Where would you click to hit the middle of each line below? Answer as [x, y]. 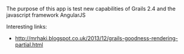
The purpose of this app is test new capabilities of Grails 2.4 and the [91, 9]
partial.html [29, 45]
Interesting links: [27, 27]
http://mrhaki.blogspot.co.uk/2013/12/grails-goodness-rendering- [97, 38]
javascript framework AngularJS [46, 15]
